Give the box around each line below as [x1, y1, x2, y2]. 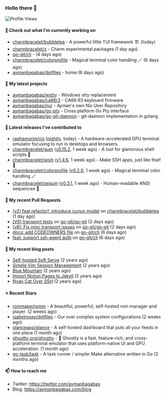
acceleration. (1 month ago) [12, 346, 69, 352]
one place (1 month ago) [12, 330, 62, 336]
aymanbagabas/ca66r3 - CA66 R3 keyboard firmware [12, 97, 124, 103]
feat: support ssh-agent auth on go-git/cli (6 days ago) [12, 235, 125, 241]
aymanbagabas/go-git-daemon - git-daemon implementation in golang [12, 113, 159, 119]
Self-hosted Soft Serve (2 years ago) [12, 257, 88, 263]
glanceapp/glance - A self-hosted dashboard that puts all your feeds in [12, 324, 159, 330]
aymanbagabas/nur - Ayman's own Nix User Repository [12, 102, 127, 108]
